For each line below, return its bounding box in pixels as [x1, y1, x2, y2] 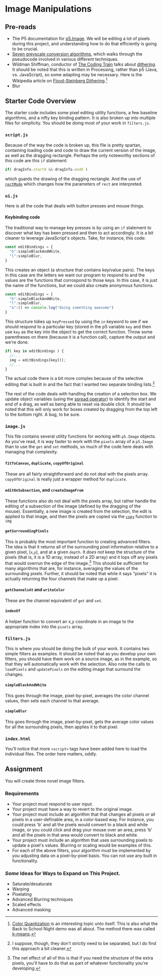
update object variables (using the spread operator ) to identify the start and [5, 396, 156, 402]
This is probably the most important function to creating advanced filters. [5, 538, 151, 545]
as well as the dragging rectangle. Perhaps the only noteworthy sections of [5, 152, 155, 158]
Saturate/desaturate [12, 881, 52, 887]
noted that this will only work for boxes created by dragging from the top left [5, 407, 158, 412]
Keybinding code [5, 214, 40, 220]
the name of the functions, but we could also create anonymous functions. [5, 282, 154, 288]
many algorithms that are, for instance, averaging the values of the [5, 565, 138, 571]
